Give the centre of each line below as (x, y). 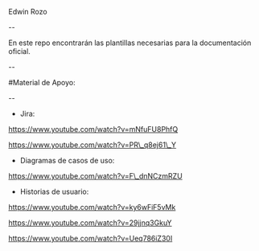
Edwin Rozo (28, 12)
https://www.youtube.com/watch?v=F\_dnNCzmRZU (95, 176)
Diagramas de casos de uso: (67, 160)
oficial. (19, 51)
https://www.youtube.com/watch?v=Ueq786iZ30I (90, 238)
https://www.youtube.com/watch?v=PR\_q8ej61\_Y (92, 145)
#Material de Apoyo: (42, 82)
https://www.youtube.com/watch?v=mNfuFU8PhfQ (93, 129)
